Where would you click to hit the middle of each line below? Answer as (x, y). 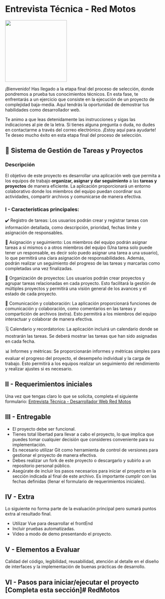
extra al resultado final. (28, 514)
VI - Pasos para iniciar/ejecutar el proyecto (72, 582)
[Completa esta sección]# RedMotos (63, 590)
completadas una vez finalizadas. (39, 268)
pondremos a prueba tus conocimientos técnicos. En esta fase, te (72, 94)
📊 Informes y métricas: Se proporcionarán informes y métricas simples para (82, 351)
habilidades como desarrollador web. (43, 110)
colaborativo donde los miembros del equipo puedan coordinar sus (73, 191)
